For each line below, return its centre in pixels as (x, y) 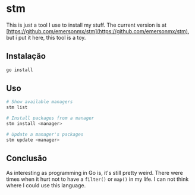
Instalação (26, 56)
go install (20, 70)
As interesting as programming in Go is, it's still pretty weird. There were (95, 172)
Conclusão (27, 159)
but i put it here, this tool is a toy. (46, 37)
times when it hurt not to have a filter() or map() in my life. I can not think (97, 179)
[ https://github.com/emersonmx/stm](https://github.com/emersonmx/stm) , (98, 31)
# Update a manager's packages (45, 134)
